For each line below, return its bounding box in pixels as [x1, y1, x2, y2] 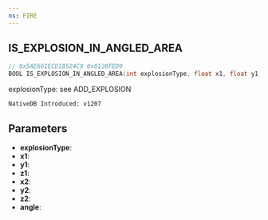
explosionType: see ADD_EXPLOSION [8, 85, 132, 94]
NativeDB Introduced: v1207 [8, 100, 102, 108]
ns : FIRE [8, 11, 37, 20]
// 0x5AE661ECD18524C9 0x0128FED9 [8, 62, 124, 70]
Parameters [8, 122, 68, 135]
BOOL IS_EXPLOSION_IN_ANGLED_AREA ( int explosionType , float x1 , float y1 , [8, 70, 262, 78]
